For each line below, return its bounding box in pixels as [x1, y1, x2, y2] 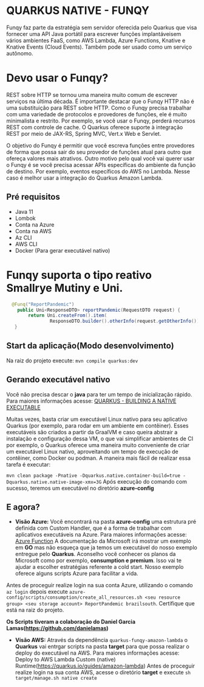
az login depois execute [6, 588, 68, 596]
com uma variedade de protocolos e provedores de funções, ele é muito [6, 110, 187, 118]
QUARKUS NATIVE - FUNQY [6, 4, 150, 18]
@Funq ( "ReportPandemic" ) [12, 301, 75, 308]
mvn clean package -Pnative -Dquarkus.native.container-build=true [6, 473, 181, 479]
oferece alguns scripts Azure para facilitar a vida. [15, 570, 138, 577]
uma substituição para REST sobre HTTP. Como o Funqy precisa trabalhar [6, 104, 192, 111]
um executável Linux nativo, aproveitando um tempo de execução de [6, 448, 179, 455]
